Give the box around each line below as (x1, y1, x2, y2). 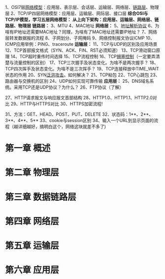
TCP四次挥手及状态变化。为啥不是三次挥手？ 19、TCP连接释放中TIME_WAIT (5, 66, 159, 71)
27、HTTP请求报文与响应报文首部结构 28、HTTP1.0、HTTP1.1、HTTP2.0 (5, 95, 153, 100)
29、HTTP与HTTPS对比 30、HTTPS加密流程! (10, 101, 103, 107)
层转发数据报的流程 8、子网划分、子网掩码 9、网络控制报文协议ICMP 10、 (5, 35, 155, 41)
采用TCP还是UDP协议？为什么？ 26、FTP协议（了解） (13, 84, 124, 90)
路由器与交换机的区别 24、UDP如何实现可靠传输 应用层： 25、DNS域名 (5, 78, 150, 84)
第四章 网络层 (5, 216, 59, 227)
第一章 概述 (5, 143, 51, 154)
